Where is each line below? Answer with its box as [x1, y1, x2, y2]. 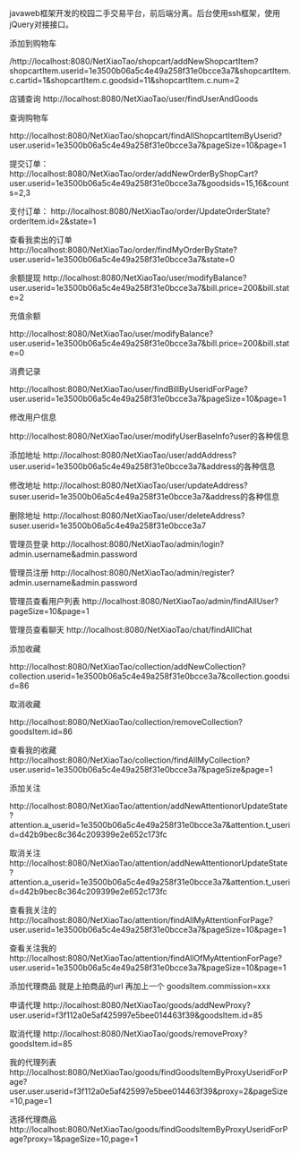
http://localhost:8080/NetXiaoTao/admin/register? [50, 568, 235, 577]
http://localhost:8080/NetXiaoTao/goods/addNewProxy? [42, 1000, 251, 1010]
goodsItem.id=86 [9, 726, 73, 737]
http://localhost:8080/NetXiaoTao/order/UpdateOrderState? [50, 206, 270, 217]
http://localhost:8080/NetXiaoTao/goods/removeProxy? [42, 1029, 248, 1038]
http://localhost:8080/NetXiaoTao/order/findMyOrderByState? [9, 244, 237, 255]
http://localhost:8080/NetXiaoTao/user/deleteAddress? [42, 510, 245, 521]
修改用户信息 [9, 412, 56, 423]
